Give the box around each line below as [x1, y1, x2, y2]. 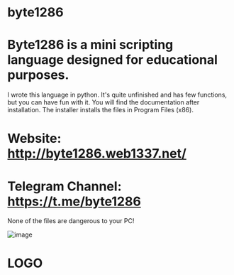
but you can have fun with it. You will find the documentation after [7, 98, 200, 107]
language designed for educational [7, 52, 218, 68]
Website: [7, 131, 62, 146]
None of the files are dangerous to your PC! [7, 217, 135, 225]
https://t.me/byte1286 [7, 193, 142, 210]
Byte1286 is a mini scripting [7, 37, 174, 53]
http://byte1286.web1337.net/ [7, 146, 186, 162]
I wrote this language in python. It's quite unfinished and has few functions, [7, 90, 228, 99]
